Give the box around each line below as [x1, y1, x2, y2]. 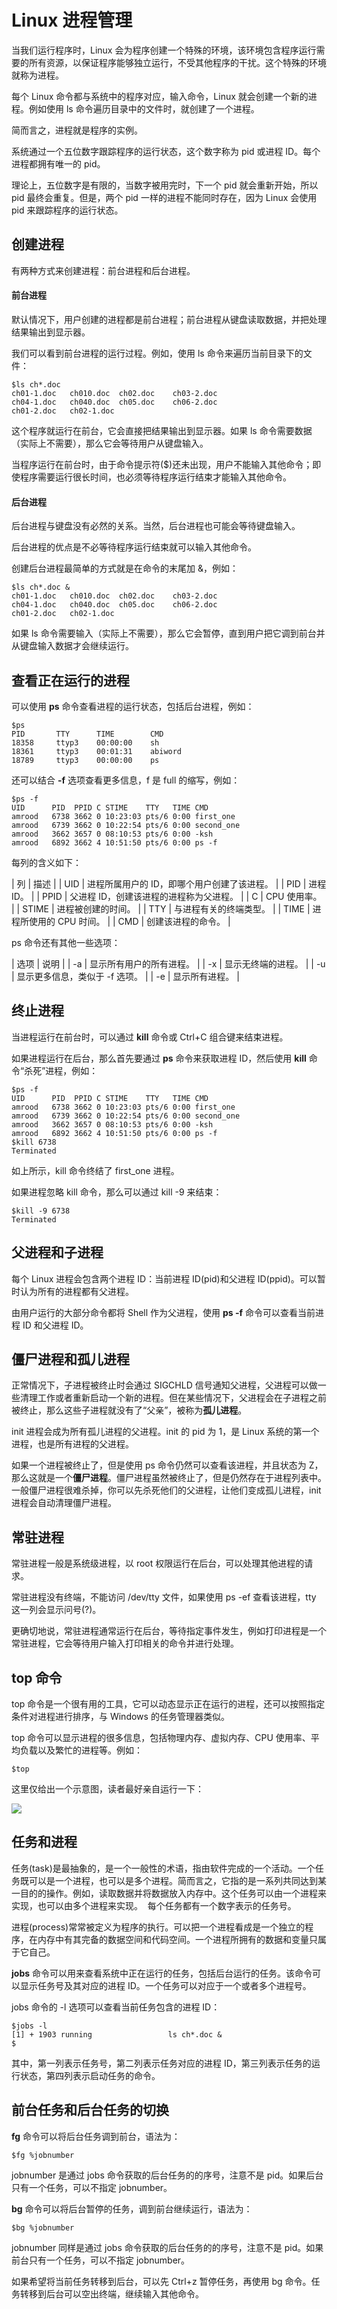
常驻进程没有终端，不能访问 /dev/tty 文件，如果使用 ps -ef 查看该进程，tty [11, 1591, 317, 1603]
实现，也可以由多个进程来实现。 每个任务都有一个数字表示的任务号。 [11, 1899, 297, 1911]
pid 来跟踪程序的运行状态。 [11, 204, 124, 216]
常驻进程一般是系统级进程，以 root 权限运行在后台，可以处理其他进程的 [11, 1557, 305, 1570]
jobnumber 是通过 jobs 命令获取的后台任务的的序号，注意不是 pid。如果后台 [11, 2169, 324, 2181]
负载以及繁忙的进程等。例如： [19, 1744, 143, 1756]
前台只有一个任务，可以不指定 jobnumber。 [11, 2254, 191, 2266]
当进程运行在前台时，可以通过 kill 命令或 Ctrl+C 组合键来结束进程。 [11, 1031, 289, 1043]
